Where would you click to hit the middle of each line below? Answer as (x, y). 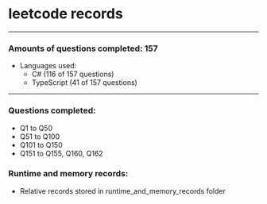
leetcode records (66, 14)
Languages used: (48, 66)
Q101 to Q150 (41, 144)
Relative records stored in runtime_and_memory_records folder (123, 191)
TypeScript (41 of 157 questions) (84, 83)
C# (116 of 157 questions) (73, 74)
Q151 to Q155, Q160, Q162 (61, 153)
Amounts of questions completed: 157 (83, 48)
